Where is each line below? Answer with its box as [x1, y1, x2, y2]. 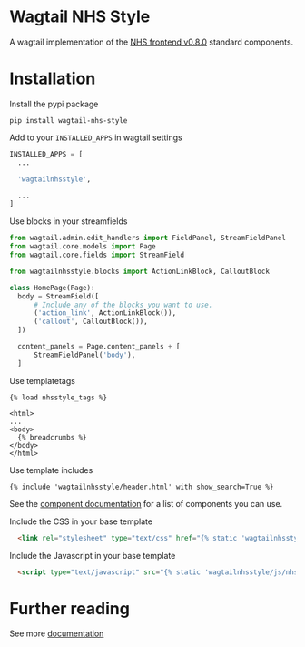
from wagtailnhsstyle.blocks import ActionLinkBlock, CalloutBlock [9, 267, 271, 276]
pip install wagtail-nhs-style [9, 116, 128, 125]
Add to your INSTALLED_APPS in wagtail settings [9, 132, 183, 143]
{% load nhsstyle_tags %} [9, 393, 107, 402]
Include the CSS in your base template [9, 516, 152, 527]
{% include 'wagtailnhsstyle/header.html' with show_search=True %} [9, 482, 274, 491]
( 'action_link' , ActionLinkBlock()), [33, 308, 177, 318]
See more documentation [9, 628, 104, 639]
